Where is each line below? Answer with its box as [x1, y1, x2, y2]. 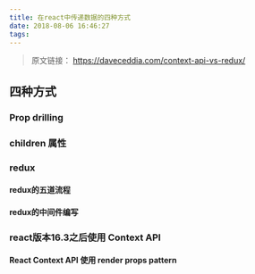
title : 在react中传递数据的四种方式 [9, 12, 132, 22]
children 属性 [9, 137, 67, 149]
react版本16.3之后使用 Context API [9, 231, 161, 244]
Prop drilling [9, 111, 64, 123]
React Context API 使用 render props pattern [9, 255, 177, 266]
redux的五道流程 [9, 185, 72, 195]
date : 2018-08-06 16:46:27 [9, 21, 110, 30]
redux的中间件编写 [9, 206, 79, 217]
